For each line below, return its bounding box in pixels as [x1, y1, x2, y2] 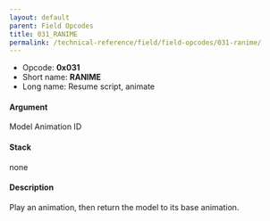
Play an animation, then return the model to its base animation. [9, 201, 240, 212]
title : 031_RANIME [9, 29, 78, 38]
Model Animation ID [9, 121, 82, 132]
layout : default [9, 12, 70, 22]
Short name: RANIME [21, 72, 101, 83]
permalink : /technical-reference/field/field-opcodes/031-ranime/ [9, 37, 262, 47]
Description [9, 182, 55, 192]
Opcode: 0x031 [21, 62, 80, 73]
